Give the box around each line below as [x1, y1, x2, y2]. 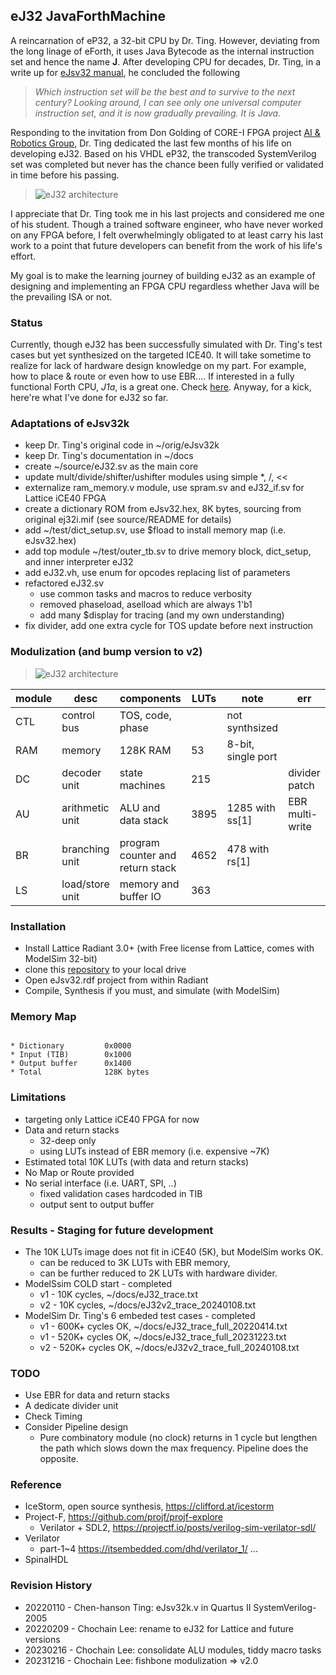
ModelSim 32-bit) [24, 953, 98, 964]
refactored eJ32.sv [24, 577, 104, 589]
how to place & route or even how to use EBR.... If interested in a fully [10, 370, 295, 383]
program [119, 835, 160, 849]
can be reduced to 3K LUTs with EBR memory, [39, 1256, 231, 1268]
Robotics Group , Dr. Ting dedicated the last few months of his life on [10, 137, 292, 149]
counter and [119, 848, 177, 862]
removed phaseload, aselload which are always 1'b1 [39, 599, 253, 611]
